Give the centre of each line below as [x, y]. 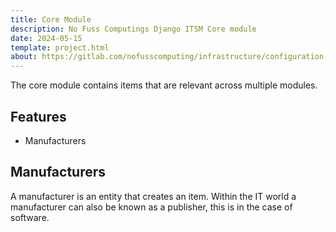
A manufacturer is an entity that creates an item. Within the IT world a [153, 196]
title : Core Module [51, 19]
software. [30, 217]
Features [38, 116]
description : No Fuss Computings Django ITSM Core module [133, 29]
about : [24, 57]
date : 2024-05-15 [46, 38]
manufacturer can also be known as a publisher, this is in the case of [151, 207]
